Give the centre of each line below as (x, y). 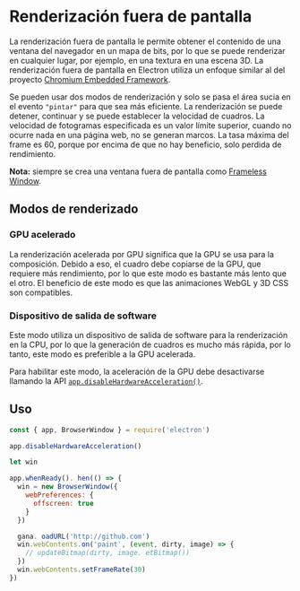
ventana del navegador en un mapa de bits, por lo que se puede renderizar (147, 50)
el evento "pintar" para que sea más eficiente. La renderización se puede (146, 106)
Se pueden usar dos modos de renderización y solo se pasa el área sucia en (150, 97)
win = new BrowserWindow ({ (68, 487)
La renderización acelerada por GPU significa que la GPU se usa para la (142, 254)
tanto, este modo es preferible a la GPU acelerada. (103, 354)
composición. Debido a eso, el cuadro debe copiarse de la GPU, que (135, 264)
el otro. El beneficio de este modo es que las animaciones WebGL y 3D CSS (149, 282)
